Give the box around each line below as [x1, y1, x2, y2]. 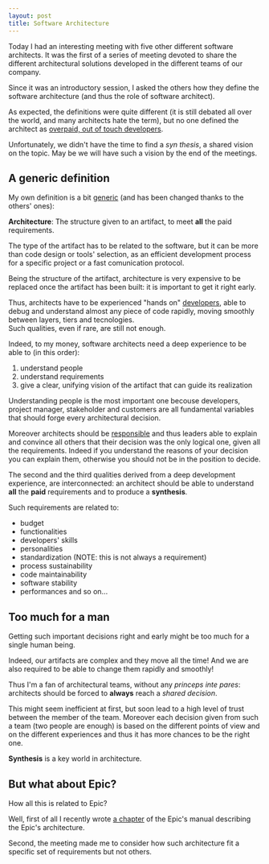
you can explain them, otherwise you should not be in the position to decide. [8, 454, 261, 464]
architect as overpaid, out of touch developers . [8, 124, 164, 134]
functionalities [19, 527, 67, 536]
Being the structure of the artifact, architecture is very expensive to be [8, 274, 241, 283]
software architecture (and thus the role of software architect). [8, 91, 215, 101]
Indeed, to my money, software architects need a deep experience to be [8, 339, 247, 349]
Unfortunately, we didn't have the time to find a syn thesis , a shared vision [8, 139, 254, 149]
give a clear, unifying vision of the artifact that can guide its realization [19, 380, 253, 391]
